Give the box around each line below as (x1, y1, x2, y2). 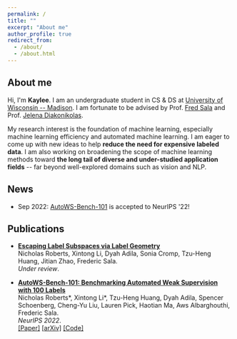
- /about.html (14, 51, 56, 58)
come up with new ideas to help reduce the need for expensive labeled (7, 140, 219, 148)
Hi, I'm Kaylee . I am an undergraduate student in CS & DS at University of (7, 96, 223, 104)
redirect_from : (7, 37, 53, 44)
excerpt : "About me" (7, 24, 69, 31)
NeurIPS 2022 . (17, 316, 62, 325)
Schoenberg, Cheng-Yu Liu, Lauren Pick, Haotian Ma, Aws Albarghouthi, (17, 301, 231, 310)
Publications (7, 223, 65, 235)
